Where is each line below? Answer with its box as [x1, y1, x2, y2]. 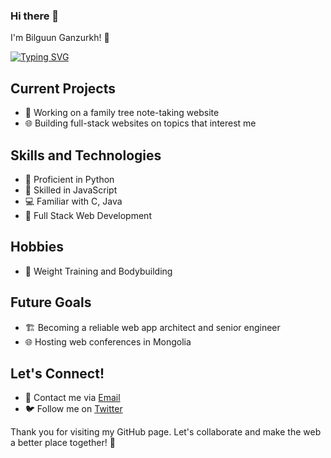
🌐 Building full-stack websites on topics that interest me [24, 117, 257, 129]
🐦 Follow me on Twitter [24, 403, 123, 415]
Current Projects [10, 80, 116, 97]
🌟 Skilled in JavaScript [24, 184, 118, 196]
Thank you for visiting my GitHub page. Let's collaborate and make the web [10, 426, 322, 438]
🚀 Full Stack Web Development [24, 209, 152, 221]
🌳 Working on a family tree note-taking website [24, 107, 220, 119]
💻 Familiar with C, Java [24, 195, 123, 207]
